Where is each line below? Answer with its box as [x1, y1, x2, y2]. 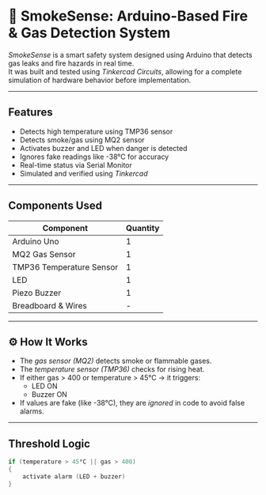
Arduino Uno [12, 236, 59, 247]
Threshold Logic [8, 436, 91, 450]
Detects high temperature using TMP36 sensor [19, 127, 173, 136]
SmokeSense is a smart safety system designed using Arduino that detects [8, 50, 253, 59]
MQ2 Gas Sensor [12, 248, 77, 259]
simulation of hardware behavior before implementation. [8, 75, 192, 85]
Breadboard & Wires [12, 300, 87, 311]
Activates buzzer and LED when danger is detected [19, 143, 188, 153]
